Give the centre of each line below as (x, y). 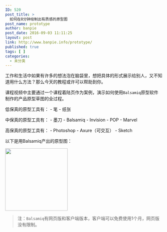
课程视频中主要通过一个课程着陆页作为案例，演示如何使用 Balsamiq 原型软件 (82, 92)
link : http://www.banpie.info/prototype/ (49, 42)
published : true (22, 47)
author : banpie (21, 28)
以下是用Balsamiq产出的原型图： (39, 141)
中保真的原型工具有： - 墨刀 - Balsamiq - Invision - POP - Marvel (71, 120)
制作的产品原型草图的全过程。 (36, 99)
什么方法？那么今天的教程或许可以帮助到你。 (60, 82)
